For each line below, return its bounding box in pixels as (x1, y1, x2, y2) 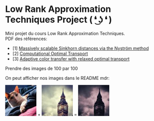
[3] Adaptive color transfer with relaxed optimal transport (12, 56, 130, 61)
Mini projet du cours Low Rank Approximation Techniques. (5, 30, 126, 36)
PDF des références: (5, 36, 47, 42)
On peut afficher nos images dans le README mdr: (5, 75, 110, 81)
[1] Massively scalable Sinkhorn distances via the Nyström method (12, 45, 149, 51)
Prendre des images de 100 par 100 (5, 65, 78, 71)
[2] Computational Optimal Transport (12, 51, 88, 57)
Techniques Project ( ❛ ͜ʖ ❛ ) (5, 14, 112, 25)
